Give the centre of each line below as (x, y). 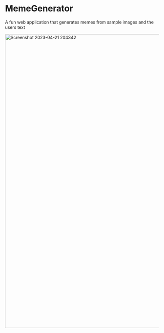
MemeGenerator (39, 9)
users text (15, 27)
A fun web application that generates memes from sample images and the (79, 22)
